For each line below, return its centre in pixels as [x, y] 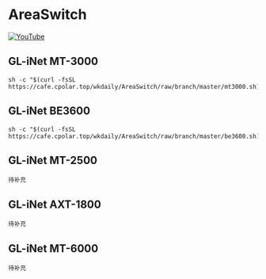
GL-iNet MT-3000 [53, 61]
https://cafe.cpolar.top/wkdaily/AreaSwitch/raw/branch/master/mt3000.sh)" [136, 86]
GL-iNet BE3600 [49, 111]
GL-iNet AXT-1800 [55, 204]
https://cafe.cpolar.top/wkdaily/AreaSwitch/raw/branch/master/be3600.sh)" [136, 136]
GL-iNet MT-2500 [53, 160]
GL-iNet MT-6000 [53, 248]
